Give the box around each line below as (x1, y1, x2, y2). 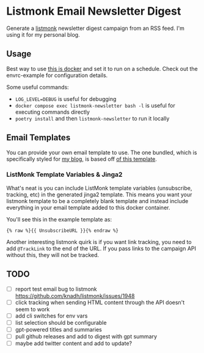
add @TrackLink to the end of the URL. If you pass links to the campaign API (6, 245, 197, 252)
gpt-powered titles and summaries (15, 325, 102, 333)
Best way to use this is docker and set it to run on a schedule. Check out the (6, 65, 198, 72)
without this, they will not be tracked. (6, 251, 100, 258)
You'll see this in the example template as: (6, 215, 112, 223)
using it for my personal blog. (6, 31, 81, 38)
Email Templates (6, 133, 71, 143)
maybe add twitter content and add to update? (15, 340, 133, 347)
